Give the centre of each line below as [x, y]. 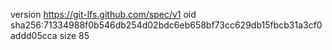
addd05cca [34, 35]
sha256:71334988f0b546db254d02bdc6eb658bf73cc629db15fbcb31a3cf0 [166, 25]
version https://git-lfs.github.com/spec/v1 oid [103, 14]
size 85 [74, 35]
